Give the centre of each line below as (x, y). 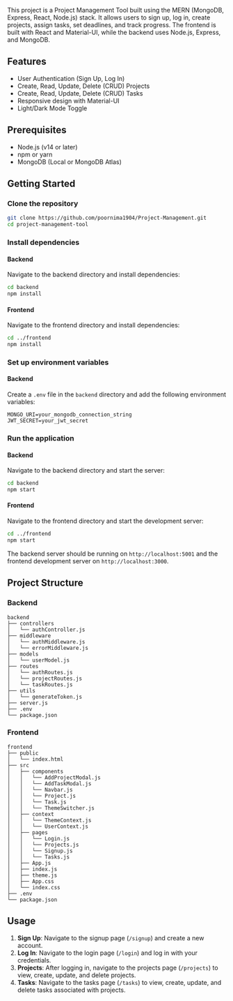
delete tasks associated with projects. (72, 990)
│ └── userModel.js (39, 660)
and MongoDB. (29, 40)
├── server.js (28, 703)
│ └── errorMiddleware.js (48, 648)
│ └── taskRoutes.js (40, 684)
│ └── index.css (34, 887)
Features (27, 62)
